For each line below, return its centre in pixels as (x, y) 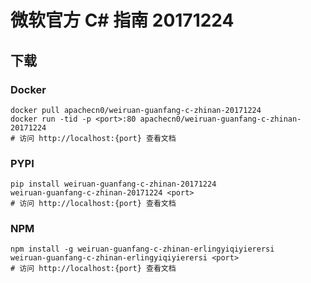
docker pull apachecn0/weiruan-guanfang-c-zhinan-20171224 (136, 110)
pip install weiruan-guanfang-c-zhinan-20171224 (113, 184)
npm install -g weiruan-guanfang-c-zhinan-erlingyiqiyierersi (142, 249)
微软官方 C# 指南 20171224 (122, 20)
